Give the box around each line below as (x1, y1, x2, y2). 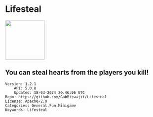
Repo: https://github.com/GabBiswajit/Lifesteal (5, 94, 107, 99)
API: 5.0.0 (14, 85, 37, 91)
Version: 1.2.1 (5, 81, 37, 86)
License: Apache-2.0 (5, 99, 48, 104)
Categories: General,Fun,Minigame (5, 103, 76, 108)
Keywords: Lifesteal (5, 107, 48, 112)
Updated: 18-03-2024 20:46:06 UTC (14, 90, 85, 95)
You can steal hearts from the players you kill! (5, 68, 149, 77)
